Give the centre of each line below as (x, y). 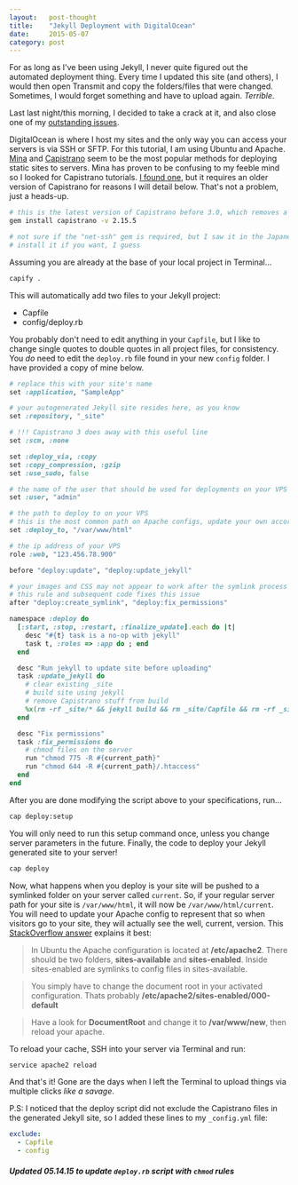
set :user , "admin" (45, 497)
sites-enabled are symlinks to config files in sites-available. (139, 968)
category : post (37, 42)
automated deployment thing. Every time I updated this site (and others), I (144, 77)
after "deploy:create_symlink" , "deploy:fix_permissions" (118, 603)
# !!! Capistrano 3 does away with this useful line (109, 433)
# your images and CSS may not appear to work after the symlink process (149, 586)
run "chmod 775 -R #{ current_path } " (93, 759)
